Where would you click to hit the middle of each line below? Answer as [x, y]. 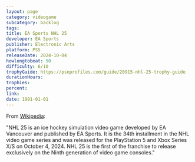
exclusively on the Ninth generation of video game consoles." [80, 152]
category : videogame [32, 17]
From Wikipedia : [26, 116]
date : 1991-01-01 [27, 99]
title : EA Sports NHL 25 [37, 34]
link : [13, 94]
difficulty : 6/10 [27, 66]
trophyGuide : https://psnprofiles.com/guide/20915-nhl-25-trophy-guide [96, 72]
